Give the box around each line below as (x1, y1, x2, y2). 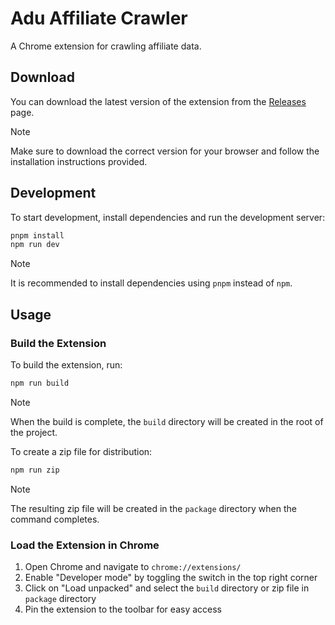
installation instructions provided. (10, 155, 148, 167)
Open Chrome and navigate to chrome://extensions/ (24, 561, 242, 573)
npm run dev (10, 240, 60, 250)
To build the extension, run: (10, 359, 123, 371)
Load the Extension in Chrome (10, 538, 160, 552)
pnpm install (10, 230, 65, 241)
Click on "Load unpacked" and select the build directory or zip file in (24, 582, 310, 594)
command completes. (10, 513, 100, 525)
